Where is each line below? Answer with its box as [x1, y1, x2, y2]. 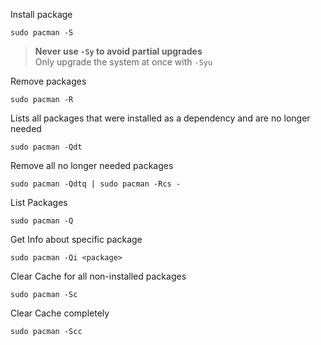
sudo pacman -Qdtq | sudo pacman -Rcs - [10, 179, 182, 189]
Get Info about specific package [10, 234, 143, 245]
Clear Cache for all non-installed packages [10, 270, 187, 282]
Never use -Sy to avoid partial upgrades [34, 45, 203, 57]
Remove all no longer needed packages [10, 160, 174, 171]
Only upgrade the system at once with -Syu [34, 56, 213, 68]
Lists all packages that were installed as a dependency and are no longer [10, 112, 311, 124]
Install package [10, 9, 73, 20]
